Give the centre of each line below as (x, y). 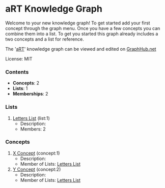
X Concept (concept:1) (36, 153)
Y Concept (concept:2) (37, 169)
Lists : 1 (20, 88)
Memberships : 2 (30, 94)
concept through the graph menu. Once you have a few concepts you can (83, 28)
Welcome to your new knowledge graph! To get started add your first (78, 23)
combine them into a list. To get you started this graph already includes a (82, 34)
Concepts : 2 (26, 83)
